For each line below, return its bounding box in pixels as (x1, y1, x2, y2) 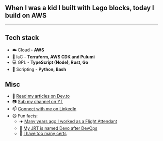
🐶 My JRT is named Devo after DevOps (19, 125, 98, 131)
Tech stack (5, 34, 39, 42)
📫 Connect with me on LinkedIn (12, 106, 77, 112)
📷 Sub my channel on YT (12, 99, 64, 105)
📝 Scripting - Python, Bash (12, 66, 66, 72)
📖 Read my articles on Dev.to (12, 93, 70, 99)
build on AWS (5, 12, 47, 20)
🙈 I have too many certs (19, 131, 67, 137)
